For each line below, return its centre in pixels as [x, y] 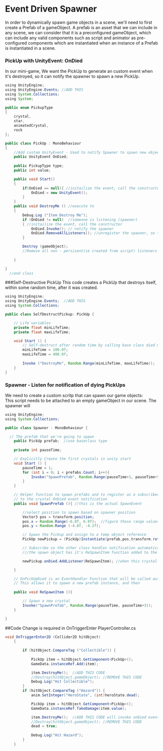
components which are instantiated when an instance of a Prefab [93, 43]
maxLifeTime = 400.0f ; [45, 354]
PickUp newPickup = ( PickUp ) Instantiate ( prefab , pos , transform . [88, 539]
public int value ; [32, 171]
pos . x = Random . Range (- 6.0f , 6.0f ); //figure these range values [91, 521]
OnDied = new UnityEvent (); [59, 192]
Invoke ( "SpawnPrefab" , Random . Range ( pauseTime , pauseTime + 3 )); [88, 605]
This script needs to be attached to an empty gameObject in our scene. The [81, 400]
